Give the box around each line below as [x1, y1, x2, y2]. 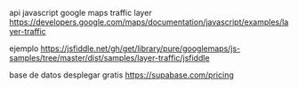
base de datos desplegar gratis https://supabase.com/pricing [9, 70, 234, 80]
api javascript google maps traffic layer [9, 8, 153, 18]
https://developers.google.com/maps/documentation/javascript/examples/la [9, 17, 289, 27]
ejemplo [9, 43, 39, 54]
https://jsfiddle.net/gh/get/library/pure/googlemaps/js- [40, 43, 241, 54]
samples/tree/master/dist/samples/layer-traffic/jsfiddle [9, 53, 211, 63]
